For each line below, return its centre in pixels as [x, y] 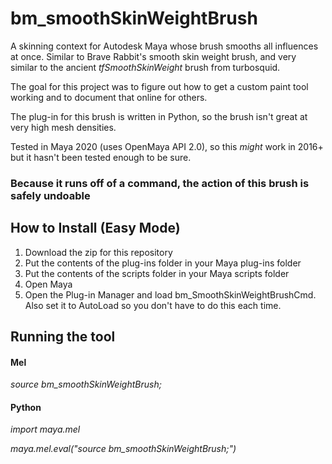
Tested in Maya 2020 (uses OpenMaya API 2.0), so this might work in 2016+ [167, 146]
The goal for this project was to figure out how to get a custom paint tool [159, 86]
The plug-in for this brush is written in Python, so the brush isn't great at [159, 116]
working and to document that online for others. [109, 97]
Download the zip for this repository [98, 252]
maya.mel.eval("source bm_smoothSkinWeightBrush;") [123, 449]
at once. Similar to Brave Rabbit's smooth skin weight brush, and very [153, 56]
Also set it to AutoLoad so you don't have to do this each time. [153, 305]
